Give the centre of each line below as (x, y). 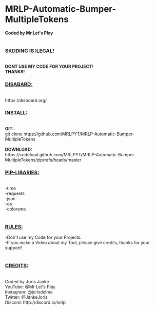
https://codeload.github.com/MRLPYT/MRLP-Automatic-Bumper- (70, 154)
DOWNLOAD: (19, 149)
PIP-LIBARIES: (22, 172)
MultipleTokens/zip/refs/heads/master (43, 160)
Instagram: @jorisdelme (29, 292)
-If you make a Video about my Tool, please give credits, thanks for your (77, 243)
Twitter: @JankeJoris (26, 297)
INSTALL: (16, 113)
